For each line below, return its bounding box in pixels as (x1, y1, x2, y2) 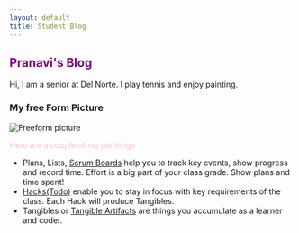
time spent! (22, 176, 65, 187)
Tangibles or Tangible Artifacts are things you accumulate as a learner (22, 205, 283, 216)
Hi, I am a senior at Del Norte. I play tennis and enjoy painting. (9, 79, 239, 90)
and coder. (22, 214, 63, 226)
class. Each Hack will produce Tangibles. (22, 195, 175, 206)
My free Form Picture (9, 101, 104, 114)
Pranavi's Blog (9, 55, 93, 70)
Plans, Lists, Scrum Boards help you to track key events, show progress (22, 157, 288, 168)
